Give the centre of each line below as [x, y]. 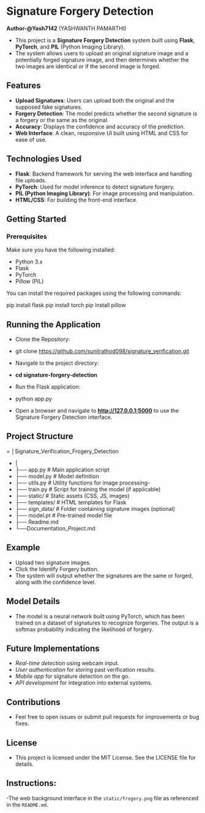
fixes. [22, 723]
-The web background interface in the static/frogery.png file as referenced [102, 798]
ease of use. [31, 139]
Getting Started [36, 219]
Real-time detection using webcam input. [67, 663]
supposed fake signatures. [49, 107]
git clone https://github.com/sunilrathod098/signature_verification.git [102, 351]
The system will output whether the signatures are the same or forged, [104, 575]
